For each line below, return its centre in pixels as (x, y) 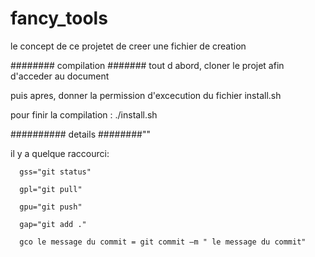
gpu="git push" (51, 207)
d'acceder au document (60, 76)
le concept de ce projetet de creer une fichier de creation (128, 46)
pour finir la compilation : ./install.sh (84, 114)
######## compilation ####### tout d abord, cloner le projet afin (147, 65)
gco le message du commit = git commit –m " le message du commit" (163, 242)
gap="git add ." (53, 224)
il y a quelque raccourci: (60, 153)
